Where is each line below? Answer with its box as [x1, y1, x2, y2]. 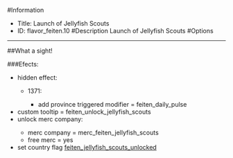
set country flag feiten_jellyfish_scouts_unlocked [17, 143, 157, 151]
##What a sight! [7, 46, 53, 55]
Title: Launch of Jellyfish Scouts [17, 19, 110, 27]
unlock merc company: [17, 115, 83, 123]
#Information [7, 6, 44, 14]
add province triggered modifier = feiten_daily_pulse [37, 100, 187, 108]
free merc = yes [27, 136, 74, 144]
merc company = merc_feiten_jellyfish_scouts [27, 128, 159, 137]
